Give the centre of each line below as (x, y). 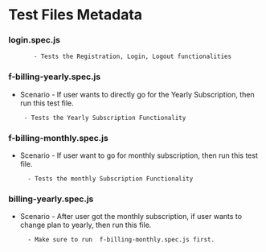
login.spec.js (34, 40)
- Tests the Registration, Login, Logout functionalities (132, 57)
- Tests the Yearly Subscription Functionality (105, 118)
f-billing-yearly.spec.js (55, 76)
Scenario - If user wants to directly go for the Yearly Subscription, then (137, 94)
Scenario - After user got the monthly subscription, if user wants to (131, 217)
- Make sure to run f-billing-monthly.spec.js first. (121, 240)
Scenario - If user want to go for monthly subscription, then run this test (139, 155)
